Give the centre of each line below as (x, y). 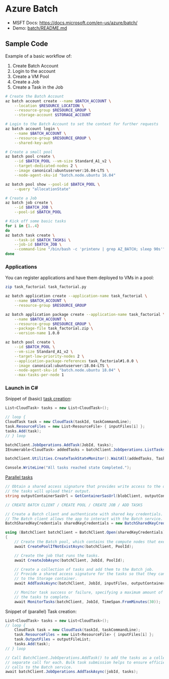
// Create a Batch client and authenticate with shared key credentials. (84, 514)
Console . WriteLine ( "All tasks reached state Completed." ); (68, 468)
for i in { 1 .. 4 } (22, 226)
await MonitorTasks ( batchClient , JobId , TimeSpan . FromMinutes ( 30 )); (88, 602)
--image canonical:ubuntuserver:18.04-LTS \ (62, 366)
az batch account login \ (32, 129)
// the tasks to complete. (43, 597)
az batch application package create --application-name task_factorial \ (85, 314)
